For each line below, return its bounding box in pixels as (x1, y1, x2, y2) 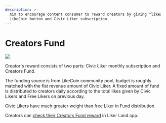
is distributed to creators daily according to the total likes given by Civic (5, 88, 151, 94)
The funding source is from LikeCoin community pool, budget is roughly (5, 78, 152, 84)
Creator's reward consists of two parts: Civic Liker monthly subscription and (5, 63, 161, 69)
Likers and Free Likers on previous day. (5, 93, 85, 99)
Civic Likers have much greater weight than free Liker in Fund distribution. (5, 103, 156, 109)
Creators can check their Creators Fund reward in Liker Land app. (5, 113, 139, 119)
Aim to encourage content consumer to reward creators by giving (9, 12, 147, 17)
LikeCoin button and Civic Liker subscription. (9, 16, 110, 21)
